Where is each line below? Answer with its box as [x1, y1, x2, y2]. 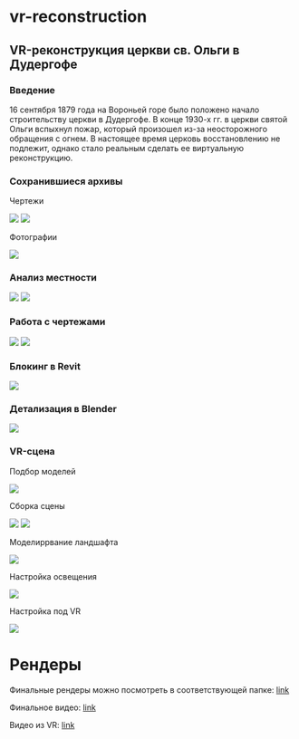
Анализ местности [9, 272, 97, 284]
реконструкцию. [9, 152, 73, 163]
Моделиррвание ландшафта [9, 536, 119, 547]
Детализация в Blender [9, 402, 118, 415]
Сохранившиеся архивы [9, 175, 123, 187]
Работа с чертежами [9, 315, 106, 328]
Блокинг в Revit [9, 360, 82, 372]
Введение [9, 83, 56, 96]
